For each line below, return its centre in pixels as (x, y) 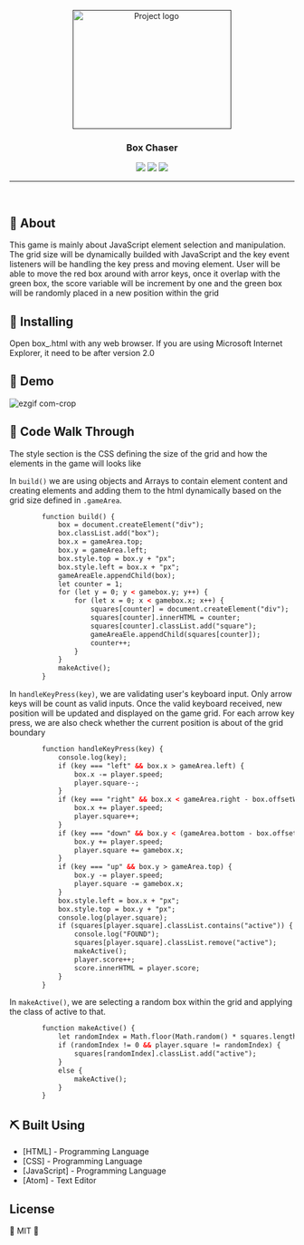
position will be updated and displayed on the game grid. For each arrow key (152, 713)
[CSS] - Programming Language (82, 1162)
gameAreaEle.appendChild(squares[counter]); (175, 634)
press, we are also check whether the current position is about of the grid (146, 723)
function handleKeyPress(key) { (103, 749)
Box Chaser (152, 148)
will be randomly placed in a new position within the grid (114, 293)
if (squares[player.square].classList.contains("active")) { (176, 926)
